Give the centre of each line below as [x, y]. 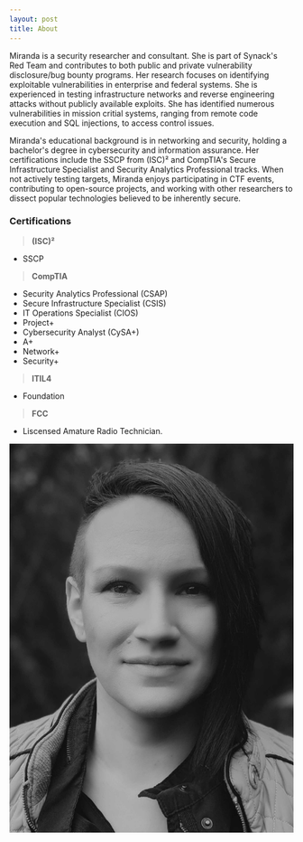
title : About [34, 28]
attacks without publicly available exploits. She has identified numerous [142, 103]
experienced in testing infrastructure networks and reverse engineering [142, 94]
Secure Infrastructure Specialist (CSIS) [94, 303]
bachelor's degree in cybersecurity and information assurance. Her [134, 150]
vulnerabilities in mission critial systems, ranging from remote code [134, 113]
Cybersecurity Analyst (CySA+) [81, 332]
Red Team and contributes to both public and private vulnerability [131, 65]
